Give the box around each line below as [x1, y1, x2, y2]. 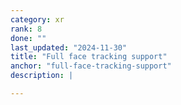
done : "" [10, 33, 47, 43]
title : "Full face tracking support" [10, 52, 168, 62]
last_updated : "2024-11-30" [10, 42, 128, 53]
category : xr [10, 14, 65, 25]
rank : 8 [10, 24, 43, 34]
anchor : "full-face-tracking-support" [10, 61, 172, 71]
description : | [10, 71, 74, 81]
